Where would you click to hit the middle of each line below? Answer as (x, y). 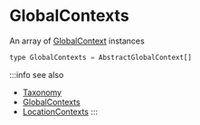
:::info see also (37, 74)
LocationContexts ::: (60, 111)
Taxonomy (42, 92)
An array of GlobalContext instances (77, 41)
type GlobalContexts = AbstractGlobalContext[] (101, 57)
